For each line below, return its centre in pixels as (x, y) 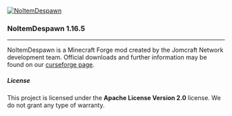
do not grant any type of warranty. (56, 105)
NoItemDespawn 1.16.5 (46, 28)
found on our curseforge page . (51, 65)
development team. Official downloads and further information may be (107, 57)
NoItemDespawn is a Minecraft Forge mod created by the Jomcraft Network (115, 50)
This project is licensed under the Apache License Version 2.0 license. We (114, 98)
